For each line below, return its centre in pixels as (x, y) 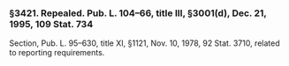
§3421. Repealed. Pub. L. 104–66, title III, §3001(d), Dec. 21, (138, 13)
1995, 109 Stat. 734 (51, 24)
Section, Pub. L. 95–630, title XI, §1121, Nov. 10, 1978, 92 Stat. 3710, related (144, 43)
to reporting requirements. (57, 53)
